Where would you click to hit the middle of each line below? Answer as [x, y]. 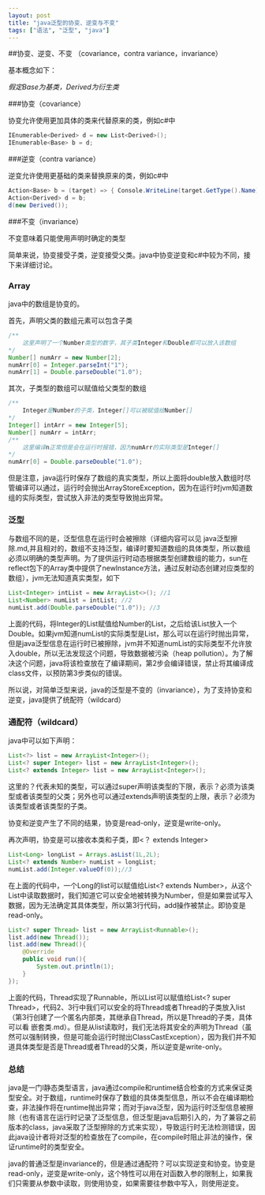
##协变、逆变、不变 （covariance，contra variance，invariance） [115, 54]
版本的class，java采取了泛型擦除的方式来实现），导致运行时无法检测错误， [129, 1127]
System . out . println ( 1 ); [75, 967]
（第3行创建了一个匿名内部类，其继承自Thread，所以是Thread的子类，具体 [130, 1017]
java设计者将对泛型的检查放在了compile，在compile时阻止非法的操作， [130, 1137]
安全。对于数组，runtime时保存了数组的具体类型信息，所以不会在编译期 [131, 1097]
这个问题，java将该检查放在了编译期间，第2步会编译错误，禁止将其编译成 [134, 663]
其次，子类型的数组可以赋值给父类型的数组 [77, 388]
